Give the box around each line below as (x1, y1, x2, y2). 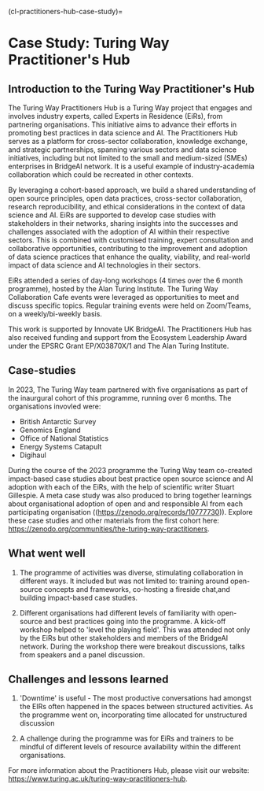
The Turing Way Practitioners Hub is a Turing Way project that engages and (8, 103, 253, 113)
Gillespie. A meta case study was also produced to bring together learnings (8, 490, 252, 500)
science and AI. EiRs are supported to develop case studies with (8, 210, 216, 220)
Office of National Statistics (19, 433, 108, 443)
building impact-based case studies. (19, 593, 138, 602)
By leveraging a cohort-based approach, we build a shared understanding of (8, 185, 256, 194)
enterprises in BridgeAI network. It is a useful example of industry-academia (8, 161, 255, 171)
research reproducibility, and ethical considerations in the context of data (8, 202, 246, 211)
